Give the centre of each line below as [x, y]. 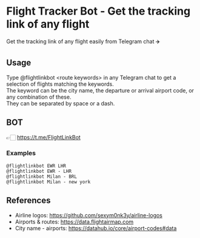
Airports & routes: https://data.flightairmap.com [74, 222]
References [28, 201]
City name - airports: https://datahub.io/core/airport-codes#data [96, 228]
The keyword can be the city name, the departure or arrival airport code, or [100, 90]
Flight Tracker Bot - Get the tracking [98, 11]
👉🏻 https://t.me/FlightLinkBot [43, 137]
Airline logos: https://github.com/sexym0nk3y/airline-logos [88, 215]
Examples [21, 153]
